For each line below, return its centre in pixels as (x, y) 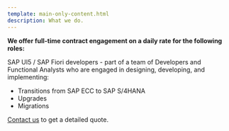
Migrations (33, 106)
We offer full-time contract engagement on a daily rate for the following (115, 40)
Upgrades (32, 98)
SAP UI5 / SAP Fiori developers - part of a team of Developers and (104, 62)
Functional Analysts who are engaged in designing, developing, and (106, 69)
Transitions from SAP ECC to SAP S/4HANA (81, 91)
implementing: (28, 77)
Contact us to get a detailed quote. (58, 119)
